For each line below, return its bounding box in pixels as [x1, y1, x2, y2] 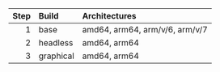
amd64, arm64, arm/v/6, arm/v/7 [82, 24, 208, 35]
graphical [38, 50, 74, 61]
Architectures [82, 11, 137, 21]
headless [38, 37, 74, 48]
